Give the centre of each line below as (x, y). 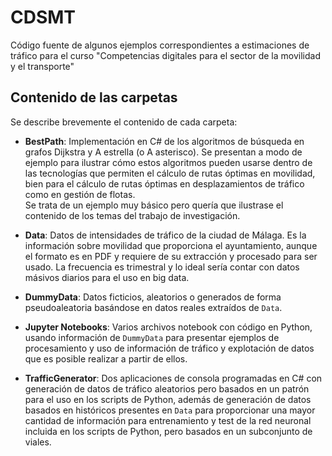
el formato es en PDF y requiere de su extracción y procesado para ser (171, 256)
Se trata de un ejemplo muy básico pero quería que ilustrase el (154, 205)
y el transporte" (42, 66)
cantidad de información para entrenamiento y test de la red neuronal (168, 420)
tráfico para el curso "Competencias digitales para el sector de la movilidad (165, 55)
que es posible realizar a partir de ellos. (106, 358)
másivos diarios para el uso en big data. (107, 277)
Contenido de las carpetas (94, 97)
